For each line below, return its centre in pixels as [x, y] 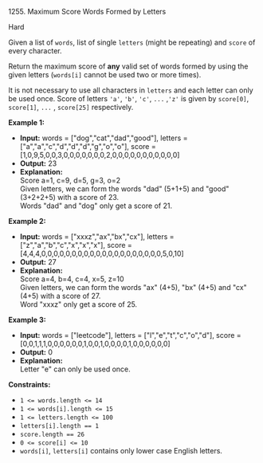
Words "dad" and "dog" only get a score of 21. [96, 206]
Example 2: [27, 221]
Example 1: [27, 122]
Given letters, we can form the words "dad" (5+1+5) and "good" [124, 189]
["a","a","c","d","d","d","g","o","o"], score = [88, 146]
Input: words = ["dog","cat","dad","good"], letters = [104, 138]
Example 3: [27, 320]
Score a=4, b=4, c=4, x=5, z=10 [72, 279]
